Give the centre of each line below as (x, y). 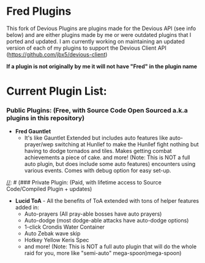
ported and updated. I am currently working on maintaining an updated (95, 41)
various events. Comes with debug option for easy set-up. (98, 171)
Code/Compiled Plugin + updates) (49, 189)
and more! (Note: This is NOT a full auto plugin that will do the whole (110, 246)
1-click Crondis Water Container (65, 227)
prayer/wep (39, 144)
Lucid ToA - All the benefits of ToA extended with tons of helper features (107, 201)
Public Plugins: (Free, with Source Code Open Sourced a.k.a (97, 111)
